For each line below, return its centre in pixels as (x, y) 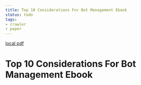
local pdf (15, 43)
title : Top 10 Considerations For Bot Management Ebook (66, 10)
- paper (14, 29)
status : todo (19, 15)
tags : (11, 19)
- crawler (16, 24)
